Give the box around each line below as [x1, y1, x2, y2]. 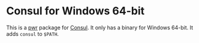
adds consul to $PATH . [6, 30, 59, 37]
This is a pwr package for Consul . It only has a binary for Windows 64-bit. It [6, 24, 194, 31]
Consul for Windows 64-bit [6, 4, 145, 18]
